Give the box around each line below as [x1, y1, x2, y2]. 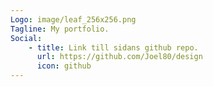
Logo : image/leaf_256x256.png [10, 14, 137, 25]
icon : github [36, 61, 92, 71]
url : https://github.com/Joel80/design [36, 52, 203, 62]
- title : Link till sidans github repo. [28, 42, 199, 53]
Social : [10, 33, 43, 43]
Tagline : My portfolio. [10, 24, 110, 34]
